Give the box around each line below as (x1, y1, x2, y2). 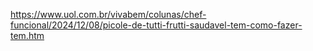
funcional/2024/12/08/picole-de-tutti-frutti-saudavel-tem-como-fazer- (10, 19, 303, 31)
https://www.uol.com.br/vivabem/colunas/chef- (10, 9, 207, 20)
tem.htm (10, 30, 45, 41)
